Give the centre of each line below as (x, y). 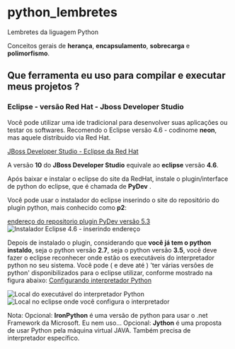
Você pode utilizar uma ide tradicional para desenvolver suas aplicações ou (117, 122)
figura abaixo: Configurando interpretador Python (80, 280)
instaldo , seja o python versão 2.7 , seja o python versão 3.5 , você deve (112, 250)
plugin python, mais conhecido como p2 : (67, 207)
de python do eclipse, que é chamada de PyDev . (79, 186)
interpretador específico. (44, 338)
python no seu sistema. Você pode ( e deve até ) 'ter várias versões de (110, 265)
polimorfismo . (29, 53)
